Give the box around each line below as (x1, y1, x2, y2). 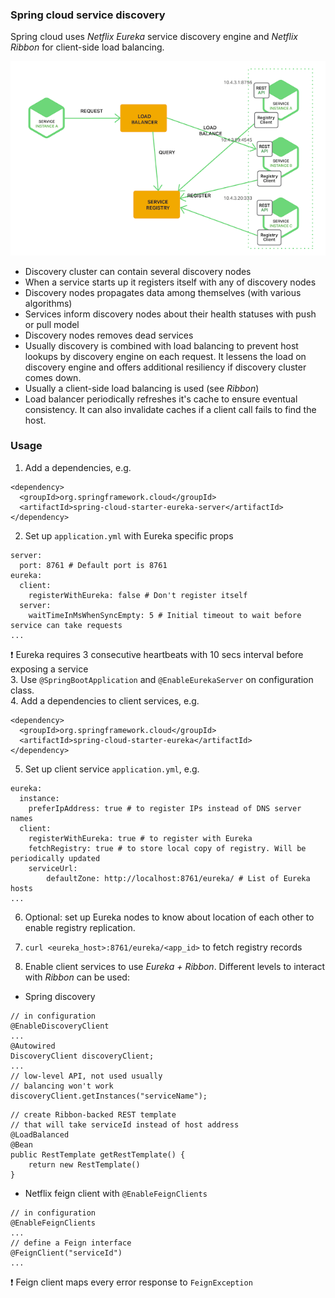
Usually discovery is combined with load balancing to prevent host (24, 339, 299, 352)
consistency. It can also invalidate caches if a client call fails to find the (24, 403, 317, 415)
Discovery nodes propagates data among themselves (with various (24, 286, 302, 298)
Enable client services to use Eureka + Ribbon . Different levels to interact (24, 960, 326, 972)
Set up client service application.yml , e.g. (24, 763, 200, 775)
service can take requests (10, 620, 123, 630)
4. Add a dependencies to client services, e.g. (10, 694, 200, 707)
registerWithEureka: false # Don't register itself (28, 590, 248, 600)
